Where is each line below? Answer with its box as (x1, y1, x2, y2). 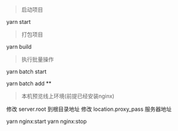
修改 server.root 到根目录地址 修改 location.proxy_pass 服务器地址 (6, 105, 172, 113)
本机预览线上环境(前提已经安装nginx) (21, 92, 115, 100)
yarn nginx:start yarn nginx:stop (6, 118, 87, 125)
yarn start (6, 18, 31, 25)
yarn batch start (6, 68, 47, 75)
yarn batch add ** (6, 80, 52, 87)
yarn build (6, 43, 32, 50)
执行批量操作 (21, 56, 54, 63)
